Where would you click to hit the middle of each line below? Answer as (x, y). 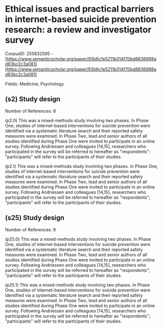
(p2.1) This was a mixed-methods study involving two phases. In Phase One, (82, 166)
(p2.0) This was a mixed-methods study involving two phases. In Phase (77, 120)
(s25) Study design (35, 218)
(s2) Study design (33, 99)
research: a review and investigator (78, 30)
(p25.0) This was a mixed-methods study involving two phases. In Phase (78, 239)
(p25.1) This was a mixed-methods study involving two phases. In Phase (78, 285)
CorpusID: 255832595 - (29, 53)
